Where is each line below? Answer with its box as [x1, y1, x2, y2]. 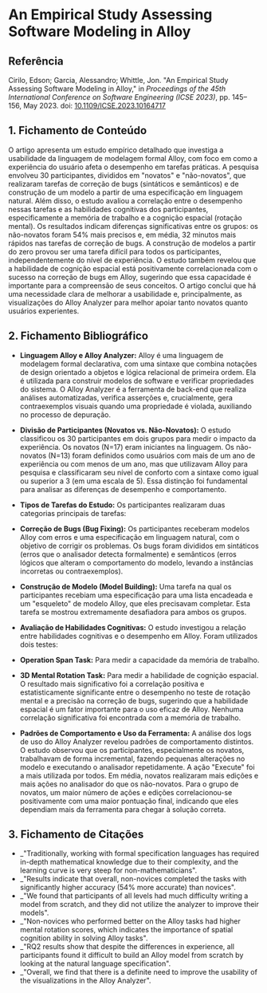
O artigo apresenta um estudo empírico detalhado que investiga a [8, 145, 224, 155]
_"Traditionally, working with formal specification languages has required [19, 849, 259, 858]
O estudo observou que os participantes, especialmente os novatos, [19, 745, 245, 755]
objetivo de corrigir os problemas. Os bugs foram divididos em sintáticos [19, 541, 259, 550]
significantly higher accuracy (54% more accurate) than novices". [19, 883, 237, 893]
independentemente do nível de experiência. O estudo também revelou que [8, 255, 257, 265]
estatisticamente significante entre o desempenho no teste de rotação [19, 688, 251, 697]
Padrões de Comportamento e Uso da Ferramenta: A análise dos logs [19, 728, 252, 738]
